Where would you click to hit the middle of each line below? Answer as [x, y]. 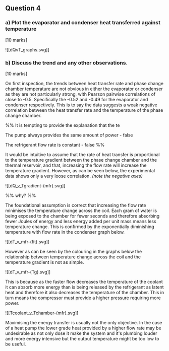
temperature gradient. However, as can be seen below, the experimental [80, 170]
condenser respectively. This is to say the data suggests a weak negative [81, 105]
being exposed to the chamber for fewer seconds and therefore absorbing [82, 216]
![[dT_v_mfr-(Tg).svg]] [28, 272]
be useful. [16, 344]
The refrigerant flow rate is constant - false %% [55, 145]
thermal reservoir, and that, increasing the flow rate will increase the [76, 165]
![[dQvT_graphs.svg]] [27, 49]
